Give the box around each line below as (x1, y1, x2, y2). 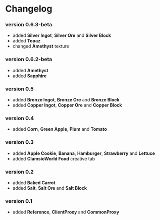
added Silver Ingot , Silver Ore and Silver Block (12, 32, 111, 38)
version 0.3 (5, 139, 34, 146)
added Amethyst (12, 67, 49, 73)
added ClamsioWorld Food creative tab (12, 155, 95, 161)
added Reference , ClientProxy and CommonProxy (12, 209, 120, 215)
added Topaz (12, 38, 41, 44)
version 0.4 (5, 115, 34, 122)
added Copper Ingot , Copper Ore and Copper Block (12, 102, 122, 108)
